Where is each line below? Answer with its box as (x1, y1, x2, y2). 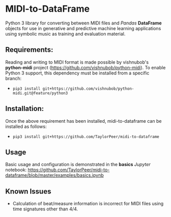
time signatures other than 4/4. (12, 206, 78, 212)
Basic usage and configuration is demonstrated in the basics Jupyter (5, 161, 151, 168)
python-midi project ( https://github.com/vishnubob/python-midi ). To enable (5, 64, 166, 70)
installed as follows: (5, 123, 47, 129)
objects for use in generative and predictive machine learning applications (5, 25, 161, 31)
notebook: (5, 167, 27, 173)
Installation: (5, 104, 44, 113)
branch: (5, 75, 22, 82)
